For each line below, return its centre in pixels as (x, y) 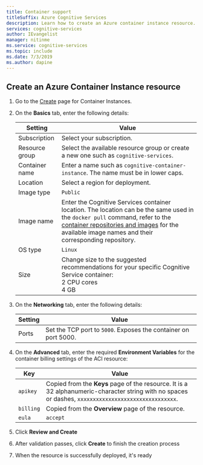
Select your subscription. (97, 138)
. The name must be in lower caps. (135, 173)
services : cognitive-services (44, 29)
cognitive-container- (155, 166)
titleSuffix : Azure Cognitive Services (56, 18)
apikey (27, 391)
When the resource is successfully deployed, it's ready (83, 455)
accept (56, 418)
